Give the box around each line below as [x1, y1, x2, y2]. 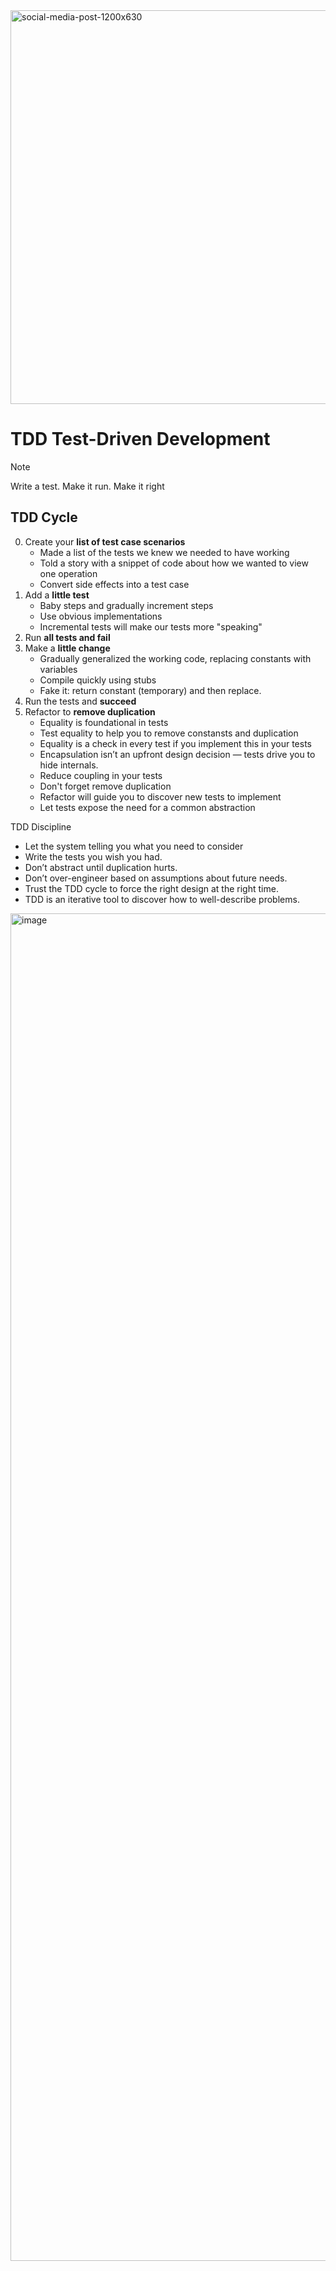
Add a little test [24, 589, 90, 601]
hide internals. [39, 759, 99, 771]
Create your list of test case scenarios [24, 535, 186, 548]
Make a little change [24, 642, 111, 654]
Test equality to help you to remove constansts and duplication [39, 727, 299, 739]
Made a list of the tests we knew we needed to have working [39, 546, 290, 558]
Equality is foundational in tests [39, 716, 169, 728]
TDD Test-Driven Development [10, 428, 271, 451]
